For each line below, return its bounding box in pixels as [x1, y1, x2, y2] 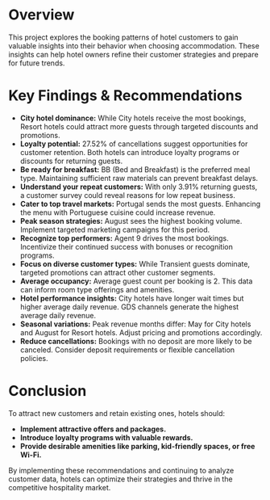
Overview [8, 6, 75, 24]
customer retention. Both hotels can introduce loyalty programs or [19, 147, 240, 157]
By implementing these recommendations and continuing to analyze [8, 465, 235, 475]
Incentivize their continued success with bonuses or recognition [19, 242, 234, 251]
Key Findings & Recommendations [8, 86, 243, 105]
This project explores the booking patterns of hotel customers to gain [8, 32, 239, 42]
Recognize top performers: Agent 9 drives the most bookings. [19, 233, 230, 243]
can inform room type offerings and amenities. [19, 284, 175, 294]
